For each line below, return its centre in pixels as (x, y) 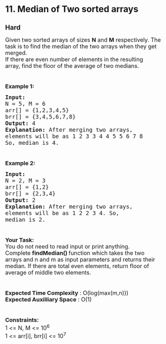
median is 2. (26, 220)
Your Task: (20, 240)
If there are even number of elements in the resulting (74, 59)
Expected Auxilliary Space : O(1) (49, 299)
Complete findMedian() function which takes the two (75, 253)
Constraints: (22, 320)
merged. (16, 53)
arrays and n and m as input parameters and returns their (80, 260)
